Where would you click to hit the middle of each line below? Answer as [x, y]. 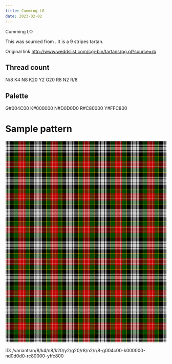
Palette [17, 96]
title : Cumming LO [25, 11]
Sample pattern [39, 129]
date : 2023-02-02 [24, 16]
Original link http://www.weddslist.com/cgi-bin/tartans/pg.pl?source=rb [81, 51]
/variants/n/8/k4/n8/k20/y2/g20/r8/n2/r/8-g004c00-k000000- [79, 351]
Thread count [27, 67]
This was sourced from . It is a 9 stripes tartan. [55, 42]
